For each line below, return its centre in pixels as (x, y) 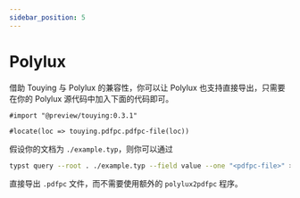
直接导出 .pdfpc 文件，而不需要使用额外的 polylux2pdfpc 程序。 (126, 184)
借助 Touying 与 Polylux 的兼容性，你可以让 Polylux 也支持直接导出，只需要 (147, 87)
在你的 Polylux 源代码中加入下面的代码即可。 (92, 98)
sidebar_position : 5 (48, 17)
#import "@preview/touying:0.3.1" (74, 115)
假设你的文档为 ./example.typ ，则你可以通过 (92, 149)
